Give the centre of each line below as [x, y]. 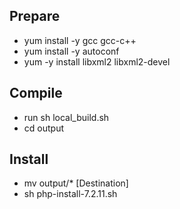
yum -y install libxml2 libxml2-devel [97, 61]
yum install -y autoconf [71, 51]
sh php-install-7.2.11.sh [70, 194]
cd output [43, 128]
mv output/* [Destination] [76, 183]
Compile [36, 93]
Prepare [35, 16]
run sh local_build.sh [66, 117]
